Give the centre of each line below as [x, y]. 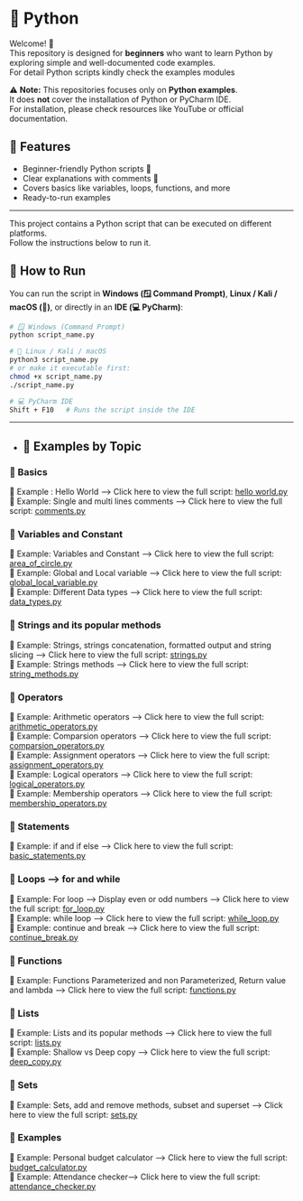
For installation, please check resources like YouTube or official [127, 108]
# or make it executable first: [70, 368]
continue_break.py [44, 937]
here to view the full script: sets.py [73, 1114]
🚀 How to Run [48, 271]
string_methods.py [44, 674]
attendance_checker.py [53, 1186]
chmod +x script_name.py [56, 377]
